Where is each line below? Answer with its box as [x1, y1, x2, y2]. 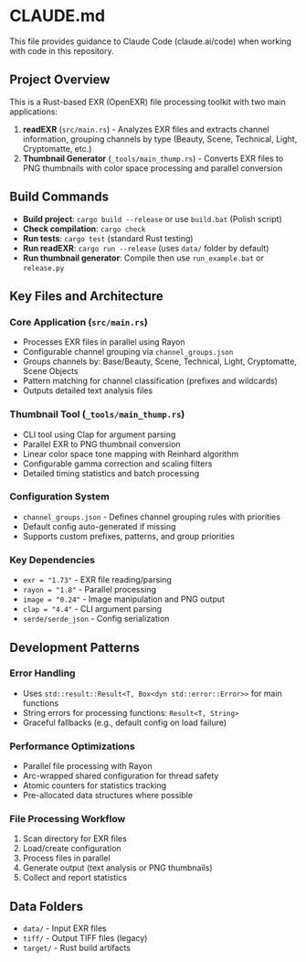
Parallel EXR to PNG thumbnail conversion [22, 438, 181, 449]
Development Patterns [9, 639, 140, 655]
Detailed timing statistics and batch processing [22, 467, 200, 478]
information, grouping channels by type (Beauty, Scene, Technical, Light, [22, 134, 298, 144]
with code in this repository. [9, 45, 114, 56]
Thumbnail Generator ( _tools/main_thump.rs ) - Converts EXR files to [22, 153, 284, 164]
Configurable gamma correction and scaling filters [22, 458, 213, 469]
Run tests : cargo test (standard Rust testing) [22, 232, 194, 243]
